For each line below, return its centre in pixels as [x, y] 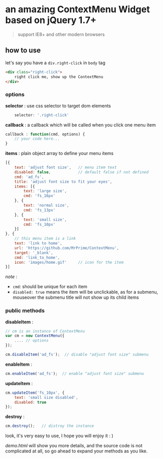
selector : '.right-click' [42, 115]
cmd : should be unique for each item [50, 287]
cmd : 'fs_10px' [40, 224]
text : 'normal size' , [46, 206]
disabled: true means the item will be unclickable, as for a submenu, [85, 292]
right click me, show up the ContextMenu [59, 77]
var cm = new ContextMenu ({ [35, 336]
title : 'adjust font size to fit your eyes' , [63, 182]
